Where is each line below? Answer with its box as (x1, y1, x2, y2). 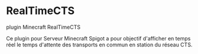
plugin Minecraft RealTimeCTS (6, 23, 81, 31)
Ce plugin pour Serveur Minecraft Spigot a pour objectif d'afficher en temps (6, 35, 191, 42)
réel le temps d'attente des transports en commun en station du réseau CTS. (6, 41, 193, 48)
